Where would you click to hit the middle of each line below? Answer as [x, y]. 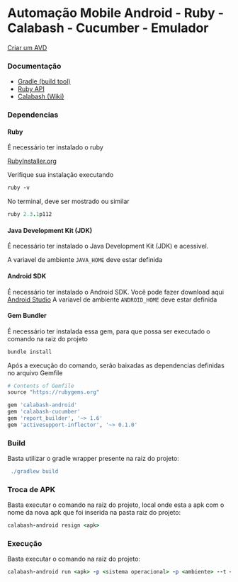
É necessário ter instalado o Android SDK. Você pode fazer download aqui [116, 292]
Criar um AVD [27, 47]
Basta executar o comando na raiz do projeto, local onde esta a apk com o [116, 505]
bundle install [30, 352]
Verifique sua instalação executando [61, 175]
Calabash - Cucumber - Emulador [108, 28]
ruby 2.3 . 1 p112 [30, 215]
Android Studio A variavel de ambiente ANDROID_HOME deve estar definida [112, 299]
